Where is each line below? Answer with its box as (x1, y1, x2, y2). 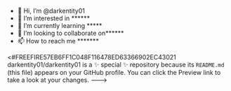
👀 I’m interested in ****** (17, 14, 90, 22)
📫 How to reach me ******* (17, 37, 100, 45)
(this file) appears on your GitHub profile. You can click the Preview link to (7, 69, 221, 76)
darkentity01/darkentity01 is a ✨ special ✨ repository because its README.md (7, 60, 225, 69)
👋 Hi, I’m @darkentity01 (17, 7, 86, 15)
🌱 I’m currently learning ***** (17, 22, 103, 29)
